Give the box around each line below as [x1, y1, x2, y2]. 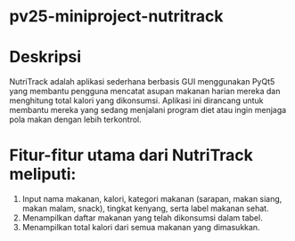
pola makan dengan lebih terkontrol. [9, 114, 142, 125]
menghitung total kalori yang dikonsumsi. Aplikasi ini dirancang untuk [9, 95, 264, 106]
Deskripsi [9, 47, 82, 68]
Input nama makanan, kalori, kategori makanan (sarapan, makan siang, [21, 194, 283, 205]
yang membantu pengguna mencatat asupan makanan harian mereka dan [9, 86, 281, 97]
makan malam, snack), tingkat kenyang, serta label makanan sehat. [21, 203, 269, 214]
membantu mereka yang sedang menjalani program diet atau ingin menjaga [9, 105, 287, 116]
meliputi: [9, 165, 77, 184]
